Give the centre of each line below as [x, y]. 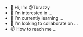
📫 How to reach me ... [33, 29]
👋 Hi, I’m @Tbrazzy [30, 8]
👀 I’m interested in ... [31, 13]
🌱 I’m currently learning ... [37, 18]
